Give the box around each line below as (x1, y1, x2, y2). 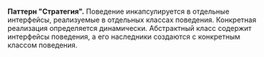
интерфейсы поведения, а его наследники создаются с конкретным (7, 32, 241, 41)
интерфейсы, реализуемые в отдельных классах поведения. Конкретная (7, 15, 257, 25)
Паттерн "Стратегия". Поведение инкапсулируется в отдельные (7, 7, 230, 16)
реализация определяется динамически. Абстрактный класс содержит (7, 24, 252, 32)
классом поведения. (7, 40, 78, 50)
